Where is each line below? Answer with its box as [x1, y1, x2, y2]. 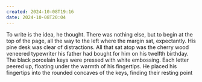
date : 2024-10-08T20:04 [6, 14, 66, 20]
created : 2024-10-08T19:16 [6, 8, 74, 15]
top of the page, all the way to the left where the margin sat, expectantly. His [6, 37, 196, 44]
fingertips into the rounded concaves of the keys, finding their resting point [6, 69, 193, 76]
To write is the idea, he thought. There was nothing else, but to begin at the [6, 31, 193, 38]
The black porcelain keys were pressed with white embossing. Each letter [6, 56, 189, 63]
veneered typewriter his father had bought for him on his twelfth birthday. [6, 50, 189, 57]
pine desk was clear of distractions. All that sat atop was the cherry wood [6, 43, 189, 51]
